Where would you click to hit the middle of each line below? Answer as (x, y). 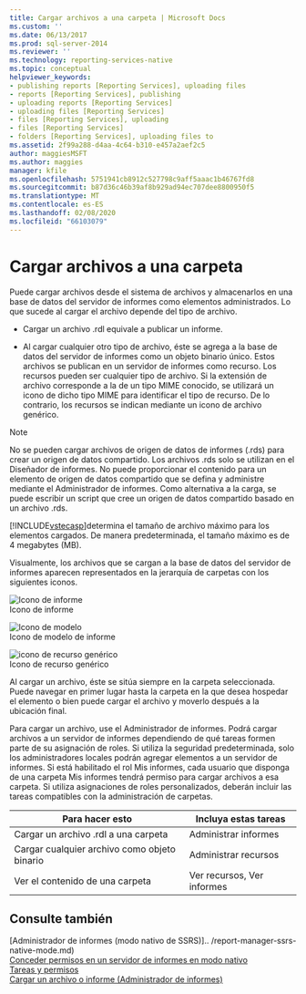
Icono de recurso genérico (59, 664)
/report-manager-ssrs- (254, 941)
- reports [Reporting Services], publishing (95, 94)
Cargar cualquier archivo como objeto (95, 849)
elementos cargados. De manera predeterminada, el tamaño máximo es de (149, 535)
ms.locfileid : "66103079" (58, 221)
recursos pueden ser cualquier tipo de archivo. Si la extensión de (144, 376)
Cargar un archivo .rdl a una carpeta (91, 834)
